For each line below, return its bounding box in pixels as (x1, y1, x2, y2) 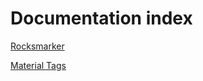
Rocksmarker (10, 40, 65, 52)
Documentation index (10, 7, 193, 30)
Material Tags (10, 59, 67, 71)
